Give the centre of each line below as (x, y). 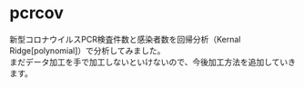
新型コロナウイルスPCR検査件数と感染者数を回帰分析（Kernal (125, 39)
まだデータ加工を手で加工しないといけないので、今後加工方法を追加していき (153, 62)
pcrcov (36, 13)
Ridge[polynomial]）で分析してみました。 (87, 50)
